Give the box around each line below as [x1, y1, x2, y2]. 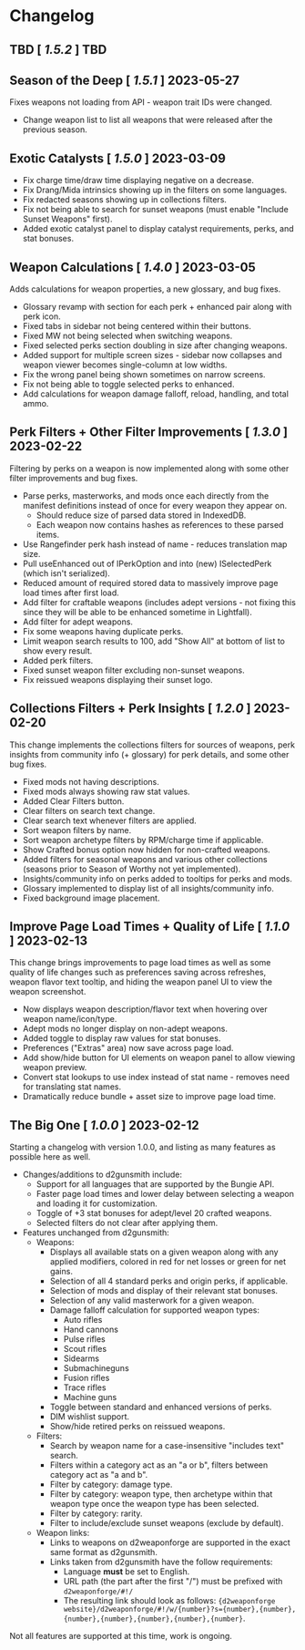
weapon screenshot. [9, 986, 86, 997]
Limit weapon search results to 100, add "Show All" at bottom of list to [22, 635, 285, 646]
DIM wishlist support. [49, 1411, 130, 1422]
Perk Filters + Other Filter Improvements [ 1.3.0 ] [9, 425, 289, 440]
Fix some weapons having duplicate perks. [22, 625, 184, 636]
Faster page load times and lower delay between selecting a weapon [36, 1189, 294, 1200]
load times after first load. [22, 587, 120, 598]
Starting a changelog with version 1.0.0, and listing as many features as [9, 1141, 276, 1153]
